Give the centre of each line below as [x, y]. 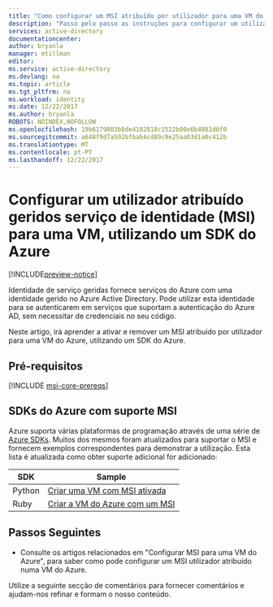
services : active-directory [56, 31]
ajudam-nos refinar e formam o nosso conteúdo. [90, 594]
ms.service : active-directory [60, 69]
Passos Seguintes [55, 533]
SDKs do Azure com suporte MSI [93, 411]
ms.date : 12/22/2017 [43, 107]
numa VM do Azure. [54, 570]
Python [26, 491]
